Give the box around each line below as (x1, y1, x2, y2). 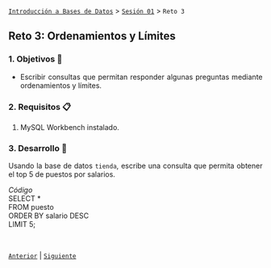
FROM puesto (8, 203, 54, 212)
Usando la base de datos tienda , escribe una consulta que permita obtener (8, 161, 263, 171)
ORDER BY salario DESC (8, 211, 90, 220)
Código (8, 185, 33, 195)
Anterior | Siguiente (8, 251, 77, 261)
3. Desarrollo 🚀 (8, 142, 67, 153)
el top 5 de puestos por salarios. (8, 170, 115, 179)
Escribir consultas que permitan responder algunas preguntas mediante (19, 72, 263, 82)
